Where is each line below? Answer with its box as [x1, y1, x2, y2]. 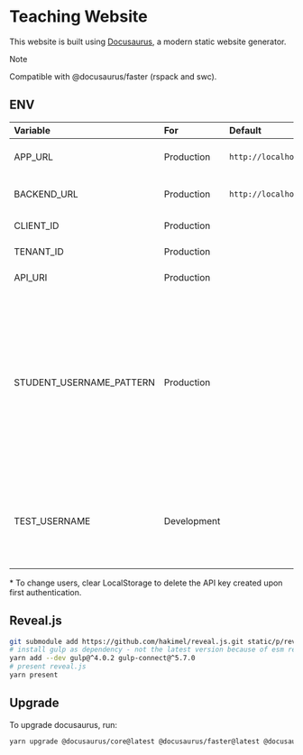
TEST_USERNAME [14, 514, 91, 527]
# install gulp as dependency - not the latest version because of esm [9, 645, 284, 655]
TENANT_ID [14, 245, 65, 258]
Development [163, 514, 221, 527]
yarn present [9, 670, 59, 680]
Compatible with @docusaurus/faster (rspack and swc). [9, 70, 217, 82]
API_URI [14, 271, 48, 283]
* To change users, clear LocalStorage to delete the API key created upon [9, 577, 283, 588]
